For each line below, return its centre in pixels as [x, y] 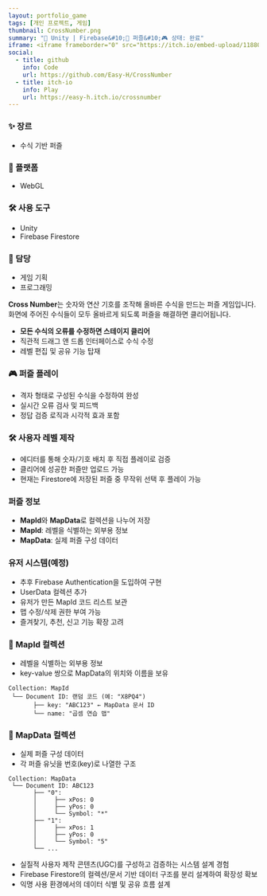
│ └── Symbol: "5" [71, 842]
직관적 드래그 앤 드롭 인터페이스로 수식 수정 [87, 341]
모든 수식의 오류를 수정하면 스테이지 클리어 [85, 331]
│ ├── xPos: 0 [63, 800]
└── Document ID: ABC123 [52, 786]
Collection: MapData [43, 779]
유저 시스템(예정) [39, 563]
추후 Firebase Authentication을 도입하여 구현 [91, 581]
